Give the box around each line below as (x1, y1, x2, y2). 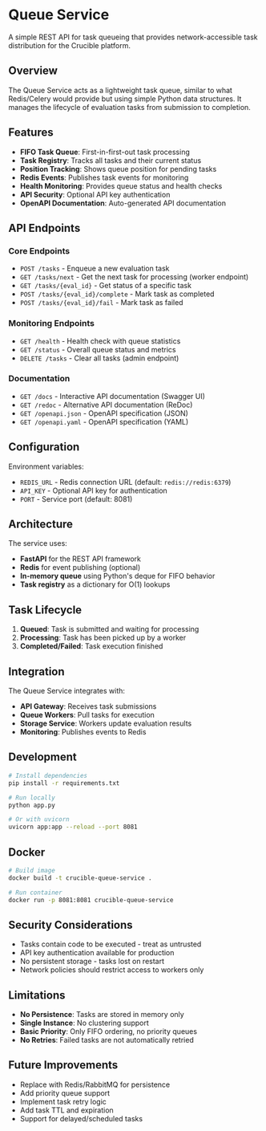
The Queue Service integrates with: (8, 686, 126, 696)
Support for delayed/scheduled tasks (19, 1113, 143, 1123)
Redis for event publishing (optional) (19, 563, 141, 572)
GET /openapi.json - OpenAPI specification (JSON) (19, 408, 188, 418)
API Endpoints (8, 221, 81, 234)
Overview (8, 64, 58, 78)
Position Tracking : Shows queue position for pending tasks (19, 164, 217, 173)
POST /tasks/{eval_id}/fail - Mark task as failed (19, 298, 183, 307)
